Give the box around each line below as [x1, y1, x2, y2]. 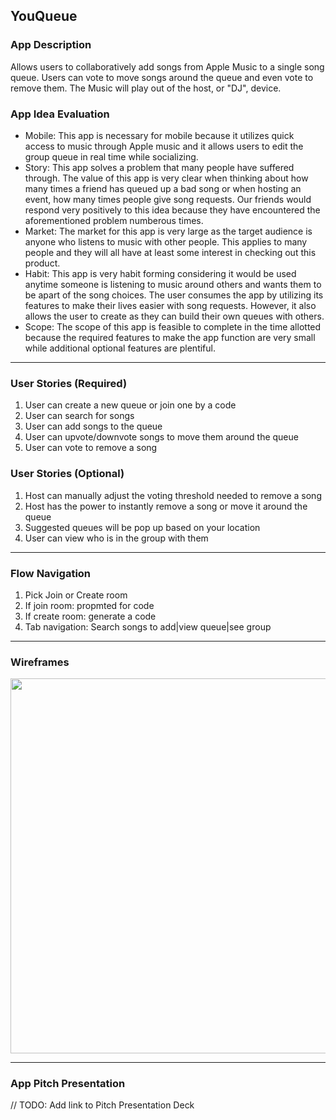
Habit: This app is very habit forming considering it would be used [24, 267, 297, 279]
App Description [10, 38, 92, 52]
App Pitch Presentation [10, 1077, 126, 1091]
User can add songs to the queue [24, 420, 163, 433]
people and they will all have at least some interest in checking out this [24, 246, 317, 258]
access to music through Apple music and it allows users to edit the [24, 140, 304, 152]
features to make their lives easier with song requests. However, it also [24, 299, 317, 311]
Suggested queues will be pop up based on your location [24, 521, 261, 533]
